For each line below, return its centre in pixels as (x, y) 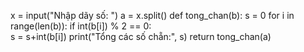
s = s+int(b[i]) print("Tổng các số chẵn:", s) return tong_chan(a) (141, 36)
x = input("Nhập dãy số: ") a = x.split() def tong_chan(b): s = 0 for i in (152, 15)
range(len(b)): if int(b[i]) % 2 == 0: (81, 26)
